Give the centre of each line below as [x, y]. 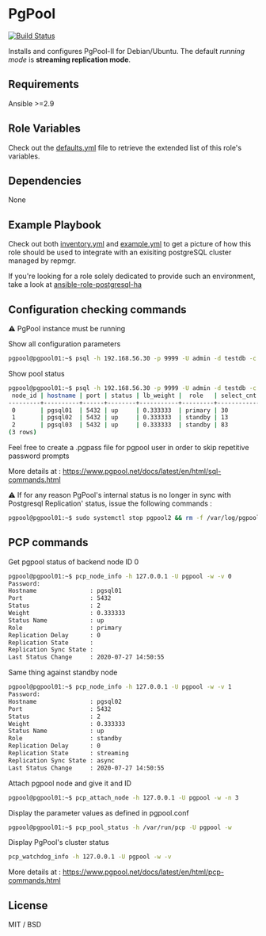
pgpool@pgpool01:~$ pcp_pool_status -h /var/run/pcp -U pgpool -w [120, 827]
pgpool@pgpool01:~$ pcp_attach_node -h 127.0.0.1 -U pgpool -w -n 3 [123, 797]
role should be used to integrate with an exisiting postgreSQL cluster [120, 252]
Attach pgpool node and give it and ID [70, 783]
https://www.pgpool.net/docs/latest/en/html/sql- [142, 471]
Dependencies [45, 180]
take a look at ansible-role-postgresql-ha [75, 285]
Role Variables [44, 129]
